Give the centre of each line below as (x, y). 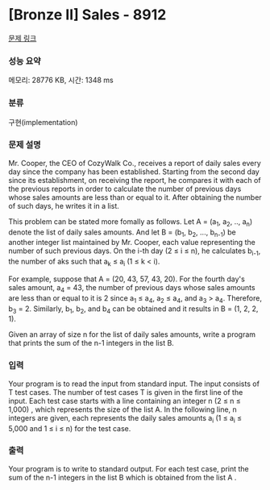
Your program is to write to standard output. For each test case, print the (129, 468)
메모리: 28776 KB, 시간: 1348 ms (61, 80)
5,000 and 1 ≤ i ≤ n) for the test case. (70, 428)
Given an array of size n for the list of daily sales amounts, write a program (132, 334)
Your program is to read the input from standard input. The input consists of (134, 384)
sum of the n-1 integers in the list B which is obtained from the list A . (123, 477)
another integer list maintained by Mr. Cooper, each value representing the (132, 243)
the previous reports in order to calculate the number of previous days (125, 189)
